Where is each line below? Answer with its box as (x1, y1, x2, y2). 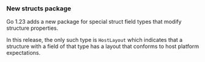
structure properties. (6, 24, 59, 32)
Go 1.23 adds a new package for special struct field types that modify (6, 18, 182, 26)
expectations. (6, 49, 41, 57)
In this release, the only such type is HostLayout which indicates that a (6, 36, 183, 44)
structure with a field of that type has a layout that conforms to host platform (6, 43, 199, 50)
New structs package (6, 4, 72, 13)
